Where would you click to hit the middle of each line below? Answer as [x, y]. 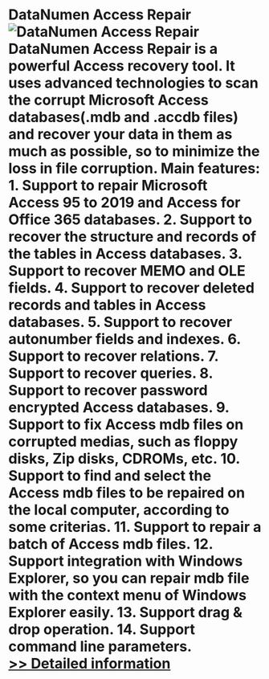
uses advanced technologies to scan [134, 83]
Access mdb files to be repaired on [127, 493]
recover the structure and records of [132, 237]
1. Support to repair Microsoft [108, 186]
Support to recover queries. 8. [110, 373]
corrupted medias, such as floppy [123, 442]
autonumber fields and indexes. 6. [124, 339]
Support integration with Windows [126, 561]
